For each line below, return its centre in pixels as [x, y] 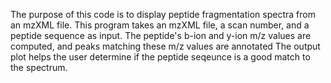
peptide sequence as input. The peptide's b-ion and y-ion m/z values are [161, 35]
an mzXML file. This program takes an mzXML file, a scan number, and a [160, 25]
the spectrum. [39, 67]
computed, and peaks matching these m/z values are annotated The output [165, 46]
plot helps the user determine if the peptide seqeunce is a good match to [160, 57]
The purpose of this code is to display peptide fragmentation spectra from [163, 14]
